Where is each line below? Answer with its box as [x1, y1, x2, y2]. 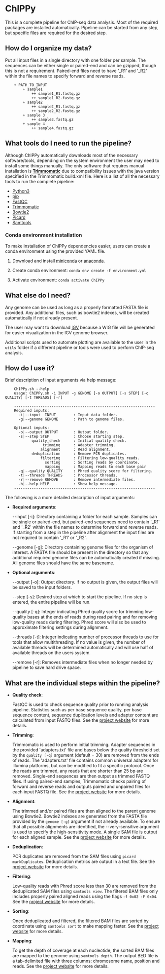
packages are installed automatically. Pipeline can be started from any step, [5, 24, 159, 30]
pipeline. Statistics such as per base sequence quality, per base [12, 707, 142, 713]
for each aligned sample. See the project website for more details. [12, 834, 146, 840]
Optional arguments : [12, 570, 56, 576]
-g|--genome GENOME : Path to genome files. [18, 417, 125, 422]
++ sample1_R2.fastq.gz [31, 95, 80, 100]
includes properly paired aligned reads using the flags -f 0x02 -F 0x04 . [12, 894, 158, 899]
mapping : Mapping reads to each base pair [44, 465, 147, 469]
